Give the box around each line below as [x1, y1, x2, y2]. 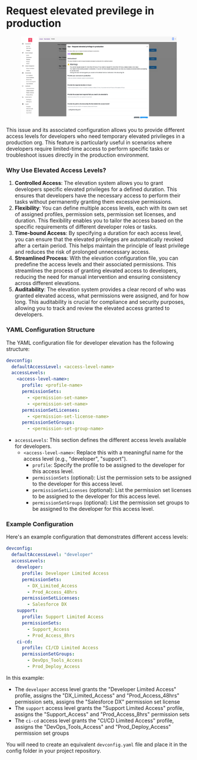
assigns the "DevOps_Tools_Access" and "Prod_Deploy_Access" [14, 723, 172, 730]
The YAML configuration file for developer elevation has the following [6, 339, 175, 346]
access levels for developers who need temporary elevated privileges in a [6, 133, 185, 140]
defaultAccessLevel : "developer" [11, 552, 94, 558]
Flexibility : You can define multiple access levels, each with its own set [14, 204, 188, 212]
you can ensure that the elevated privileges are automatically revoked [14, 236, 183, 243]
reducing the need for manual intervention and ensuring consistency [14, 273, 181, 280]
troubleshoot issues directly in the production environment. [6, 151, 149, 158]
